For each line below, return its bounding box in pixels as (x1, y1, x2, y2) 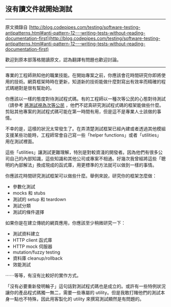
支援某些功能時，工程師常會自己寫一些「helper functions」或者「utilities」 (5, 132, 162, 138)
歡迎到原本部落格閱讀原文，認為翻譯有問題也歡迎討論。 (5, 57, 121, 63)
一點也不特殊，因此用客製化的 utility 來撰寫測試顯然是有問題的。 (9, 296, 144, 302)
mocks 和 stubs (12, 190, 46, 196)
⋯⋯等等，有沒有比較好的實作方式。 (5, 272, 81, 278)
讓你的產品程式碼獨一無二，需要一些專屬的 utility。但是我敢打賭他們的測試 (5, 289, 161, 295)
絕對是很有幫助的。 (14, 85, 54, 91)
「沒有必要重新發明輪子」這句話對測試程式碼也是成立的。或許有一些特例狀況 (5, 283, 166, 289)
